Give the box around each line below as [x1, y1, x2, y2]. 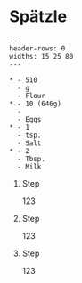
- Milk [17, 162, 42, 171]
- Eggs [17, 114, 42, 123]
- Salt [17, 138, 42, 148]
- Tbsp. [17, 154, 46, 163]
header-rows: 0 [9, 43, 66, 53]
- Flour [17, 91, 46, 100]
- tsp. [17, 131, 42, 140]
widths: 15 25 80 [9, 51, 74, 60]
